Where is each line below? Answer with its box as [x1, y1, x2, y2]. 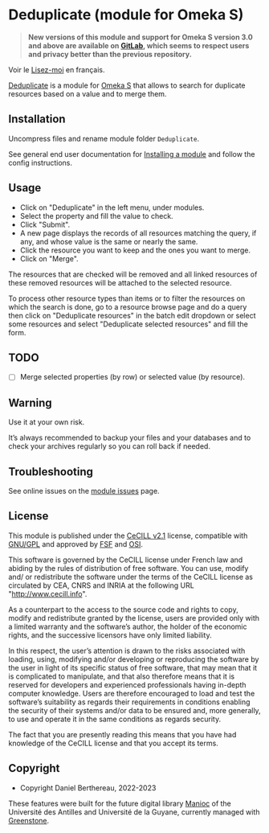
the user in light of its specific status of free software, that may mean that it [8, 663, 258, 672]
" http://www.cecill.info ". [8, 589, 88, 598]
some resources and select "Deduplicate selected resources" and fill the [8, 319, 249, 329]
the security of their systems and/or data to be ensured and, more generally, [8, 705, 261, 715]
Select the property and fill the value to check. [19, 211, 174, 220]
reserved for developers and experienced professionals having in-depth [8, 679, 247, 689]
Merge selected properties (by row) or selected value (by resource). [19, 372, 246, 382]
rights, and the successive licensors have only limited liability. [8, 630, 212, 640]
